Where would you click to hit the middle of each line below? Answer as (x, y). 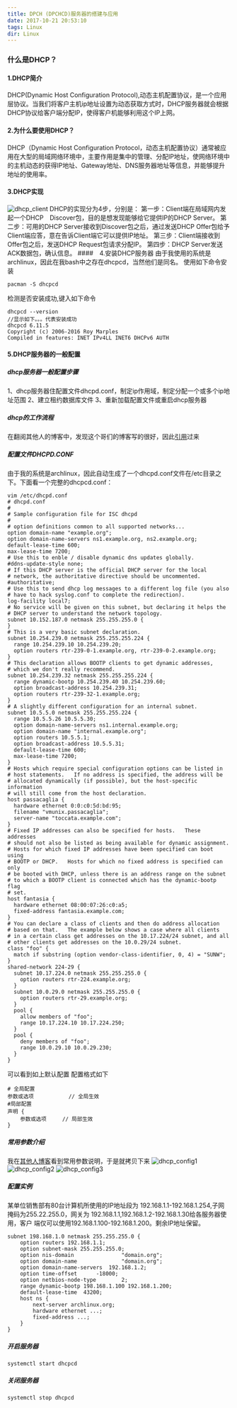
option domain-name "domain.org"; (91, 1262)
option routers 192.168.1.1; (63, 1243)
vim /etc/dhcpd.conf (38, 496)
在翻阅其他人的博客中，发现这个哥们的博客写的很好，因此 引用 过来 (103, 437)
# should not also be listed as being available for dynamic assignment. (118, 843)
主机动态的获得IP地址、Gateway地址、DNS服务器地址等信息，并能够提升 (119, 165)
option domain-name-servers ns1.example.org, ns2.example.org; (103, 540)
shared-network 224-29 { (44, 967)
